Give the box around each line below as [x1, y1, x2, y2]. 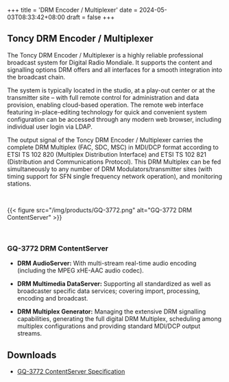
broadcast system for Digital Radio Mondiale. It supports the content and [7, 58, 213, 66]
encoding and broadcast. [16, 294, 88, 303]
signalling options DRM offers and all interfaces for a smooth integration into [7, 65, 223, 74]
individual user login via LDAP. [7, 123, 93, 131]
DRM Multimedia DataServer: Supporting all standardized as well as [16, 280, 211, 288]
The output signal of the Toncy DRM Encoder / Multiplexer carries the [7, 136, 204, 144]
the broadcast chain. [7, 73, 66, 81]
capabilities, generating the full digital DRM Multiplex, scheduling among [16, 315, 221, 323]
